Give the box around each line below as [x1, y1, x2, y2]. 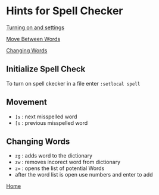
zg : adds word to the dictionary [14, 152, 93, 159]
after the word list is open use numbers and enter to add [14, 171, 153, 178]
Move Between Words [6, 35, 61, 42]
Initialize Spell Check [6, 64, 86, 74]
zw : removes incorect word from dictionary [14, 159, 121, 166]
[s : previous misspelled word [14, 119, 88, 126]
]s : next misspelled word [14, 113, 77, 120]
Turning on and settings [6, 24, 64, 31]
